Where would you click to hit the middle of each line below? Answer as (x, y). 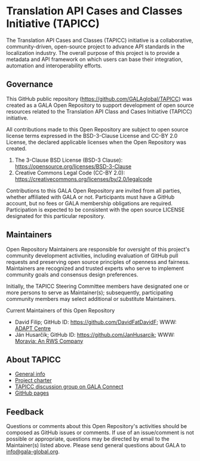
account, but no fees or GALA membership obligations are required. (90, 203)
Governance (30, 84)
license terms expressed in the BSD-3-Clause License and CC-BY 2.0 (92, 136)
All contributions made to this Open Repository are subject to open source (97, 129)
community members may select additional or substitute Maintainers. (91, 299)
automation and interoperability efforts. (54, 65)
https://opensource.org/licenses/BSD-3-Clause (73, 166)
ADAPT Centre (33, 328)
